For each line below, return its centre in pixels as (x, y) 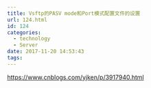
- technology (32, 39)
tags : (15, 58)
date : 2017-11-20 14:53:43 (46, 52)
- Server (26, 45)
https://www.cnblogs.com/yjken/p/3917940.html (75, 77)
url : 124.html (27, 20)
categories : (24, 32)
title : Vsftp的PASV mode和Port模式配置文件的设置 (74, 13)
